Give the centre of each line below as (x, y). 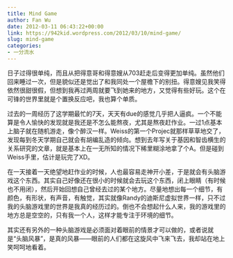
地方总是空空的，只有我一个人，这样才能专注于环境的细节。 (92, 215)
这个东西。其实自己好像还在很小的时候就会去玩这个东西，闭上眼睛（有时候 (119, 180)
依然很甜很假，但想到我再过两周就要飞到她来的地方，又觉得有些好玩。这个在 (116, 90)
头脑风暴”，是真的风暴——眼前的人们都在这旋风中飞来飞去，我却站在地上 (121, 238)
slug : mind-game (31, 40)
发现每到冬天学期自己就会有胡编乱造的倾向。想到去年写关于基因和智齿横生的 (116, 139)
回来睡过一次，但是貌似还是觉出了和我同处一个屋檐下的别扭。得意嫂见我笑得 (116, 81)
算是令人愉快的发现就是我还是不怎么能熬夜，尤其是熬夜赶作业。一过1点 (109, 122)
